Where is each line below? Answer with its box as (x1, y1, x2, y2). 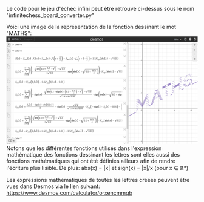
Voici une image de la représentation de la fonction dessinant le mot (6, 24, 177, 30)
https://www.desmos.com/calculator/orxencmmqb (6, 189, 132, 196)
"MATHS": (6, 30, 32, 37)
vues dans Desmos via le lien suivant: (6, 183, 100, 190)
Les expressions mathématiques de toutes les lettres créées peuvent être (6, 176, 190, 183)
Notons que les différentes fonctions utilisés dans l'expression (6, 145, 162, 152)
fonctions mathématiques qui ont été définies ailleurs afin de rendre (6, 157, 176, 165)
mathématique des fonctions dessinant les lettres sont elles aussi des (6, 151, 180, 158)
